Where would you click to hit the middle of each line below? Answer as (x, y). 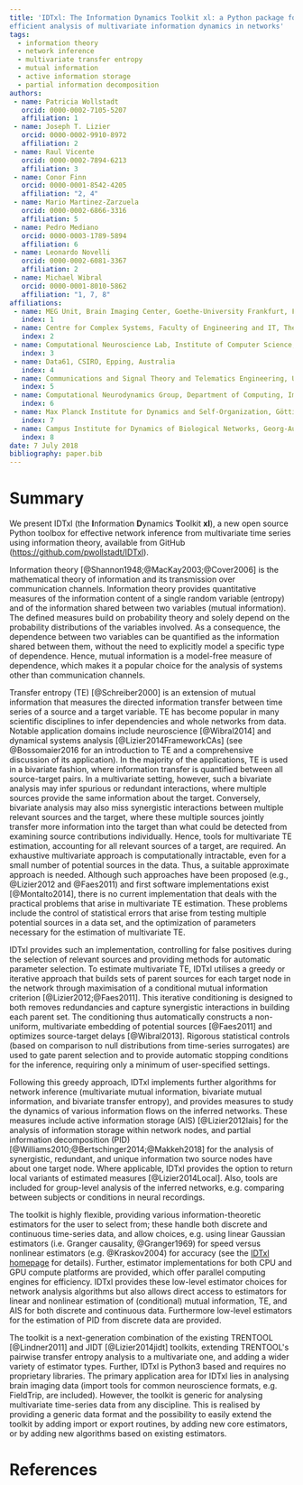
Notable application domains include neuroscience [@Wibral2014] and (141, 731)
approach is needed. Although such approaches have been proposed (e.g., (149, 875)
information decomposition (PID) (70, 1140)
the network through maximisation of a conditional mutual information (139, 988)
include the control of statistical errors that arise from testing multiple (138, 913)
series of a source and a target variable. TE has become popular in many (144, 712)
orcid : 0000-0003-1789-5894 (74, 235)
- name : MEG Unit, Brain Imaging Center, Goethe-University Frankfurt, (151, 311)
